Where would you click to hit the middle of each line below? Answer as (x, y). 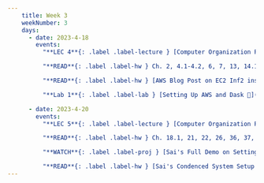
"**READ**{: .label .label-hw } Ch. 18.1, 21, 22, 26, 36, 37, (149, 138)
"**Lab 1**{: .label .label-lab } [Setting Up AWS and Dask (143, 95)
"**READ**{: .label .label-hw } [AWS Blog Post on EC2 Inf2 (143, 80)
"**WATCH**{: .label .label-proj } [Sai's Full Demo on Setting (150, 152)
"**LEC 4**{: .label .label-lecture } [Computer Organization (147, 52)
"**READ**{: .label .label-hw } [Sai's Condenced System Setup (149, 166)
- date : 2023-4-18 (58, 37)
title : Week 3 (45, 15)
